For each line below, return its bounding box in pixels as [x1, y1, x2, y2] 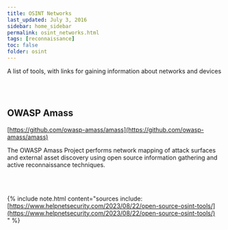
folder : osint [7, 49, 48, 55]
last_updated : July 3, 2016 [7, 16, 88, 23]
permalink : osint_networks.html [7, 29, 99, 36]
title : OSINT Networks [7, 10, 72, 17]
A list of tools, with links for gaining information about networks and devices [7, 66, 222, 75]
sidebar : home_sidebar [7, 23, 72, 29]
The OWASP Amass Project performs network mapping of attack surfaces [7, 146, 216, 154]
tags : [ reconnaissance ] [7, 36, 75, 42]
